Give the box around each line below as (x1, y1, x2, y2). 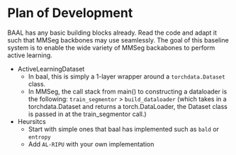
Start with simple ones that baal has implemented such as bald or (28, 125, 220, 133)
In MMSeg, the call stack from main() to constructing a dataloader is (28, 87, 227, 96)
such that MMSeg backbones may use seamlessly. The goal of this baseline (7, 35, 229, 44)
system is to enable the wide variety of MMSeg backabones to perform (7, 43, 215, 52)
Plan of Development (7, 5, 133, 21)
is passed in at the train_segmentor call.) (28, 110, 147, 118)
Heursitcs (17, 117, 46, 125)
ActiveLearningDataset (17, 64, 85, 73)
